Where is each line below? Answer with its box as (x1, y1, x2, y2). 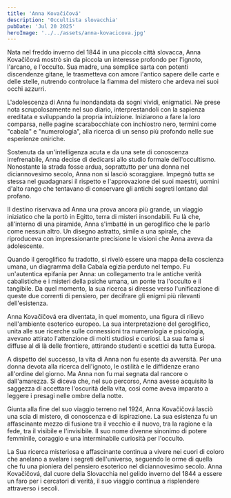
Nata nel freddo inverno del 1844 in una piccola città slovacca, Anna (7, 48, 201, 56)
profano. (7, 192, 32, 200)
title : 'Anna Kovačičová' (7, 10, 81, 17)
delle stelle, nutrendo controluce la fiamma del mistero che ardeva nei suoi (7, 77, 219, 86)
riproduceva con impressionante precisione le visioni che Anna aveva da (7, 235, 213, 243)
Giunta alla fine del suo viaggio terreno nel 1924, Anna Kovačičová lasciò (7, 405, 214, 413)
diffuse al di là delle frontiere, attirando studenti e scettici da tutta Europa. (7, 342, 217, 350)
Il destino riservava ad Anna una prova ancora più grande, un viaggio (7, 205, 203, 214)
